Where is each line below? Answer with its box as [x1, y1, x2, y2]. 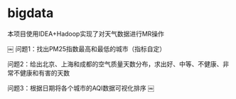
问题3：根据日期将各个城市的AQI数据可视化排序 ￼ [7, 83, 155, 92]
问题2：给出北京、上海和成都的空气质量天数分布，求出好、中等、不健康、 [7, 59, 223, 68]
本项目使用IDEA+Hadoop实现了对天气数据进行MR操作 [7, 29, 165, 38]
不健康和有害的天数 [13, 68, 70, 77]
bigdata [7, 5, 54, 21]
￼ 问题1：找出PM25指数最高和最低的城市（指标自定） [7, 44, 166, 53]
